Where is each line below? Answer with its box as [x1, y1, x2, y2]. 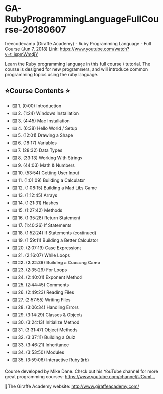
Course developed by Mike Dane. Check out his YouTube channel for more [5, 368, 158, 374]
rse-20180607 [5, 24, 66, 35]
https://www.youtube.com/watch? [59, 46, 130, 52]
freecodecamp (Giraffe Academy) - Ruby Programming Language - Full [5, 40, 151, 46]
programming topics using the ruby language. [5, 71, 99, 77]
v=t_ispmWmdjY [5, 51, 38, 57]
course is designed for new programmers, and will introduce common [5, 66, 148, 72]
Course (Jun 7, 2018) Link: [5, 46, 59, 52]
